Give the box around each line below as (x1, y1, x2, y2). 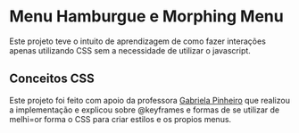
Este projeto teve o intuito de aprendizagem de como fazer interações (9, 36, 266, 46)
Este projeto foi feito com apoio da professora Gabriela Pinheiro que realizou (9, 95, 290, 105)
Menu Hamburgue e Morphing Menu (9, 6, 284, 27)
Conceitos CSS (9, 71, 96, 87)
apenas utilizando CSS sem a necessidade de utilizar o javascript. (9, 45, 252, 55)
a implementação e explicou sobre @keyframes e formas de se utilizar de (9, 104, 280, 115)
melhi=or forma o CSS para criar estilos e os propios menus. (9, 113, 232, 124)
